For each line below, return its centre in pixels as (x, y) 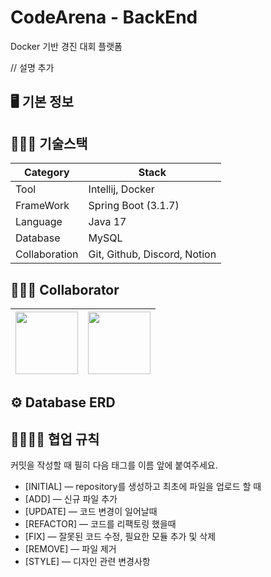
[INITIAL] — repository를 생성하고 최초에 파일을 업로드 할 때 (143, 487)
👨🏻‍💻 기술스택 (49, 143)
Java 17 (107, 222)
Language (39, 222)
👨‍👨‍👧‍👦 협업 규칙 (55, 439)
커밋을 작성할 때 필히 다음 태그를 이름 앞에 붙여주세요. (114, 465)
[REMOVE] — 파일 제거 (70, 549)
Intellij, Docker (121, 189)
